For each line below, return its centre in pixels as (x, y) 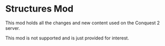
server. (13, 28)
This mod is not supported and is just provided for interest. (67, 38)
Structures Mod (39, 9)
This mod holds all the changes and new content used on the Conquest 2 (82, 23)
